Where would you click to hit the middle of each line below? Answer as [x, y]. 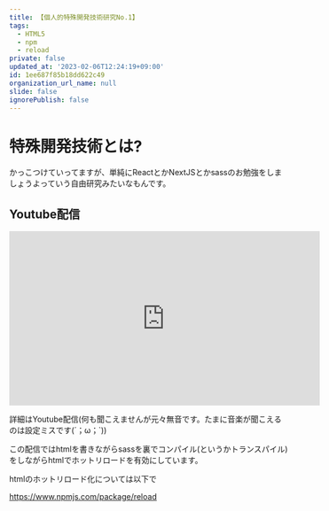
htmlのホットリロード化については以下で [83, 479]
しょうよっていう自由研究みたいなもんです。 [90, 183]
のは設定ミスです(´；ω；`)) [58, 430]
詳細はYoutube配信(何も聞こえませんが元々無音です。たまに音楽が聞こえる [145, 419]
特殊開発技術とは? [76, 146]
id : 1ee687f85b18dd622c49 [57, 75]
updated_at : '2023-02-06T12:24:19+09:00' [87, 67]
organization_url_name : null [63, 83]
